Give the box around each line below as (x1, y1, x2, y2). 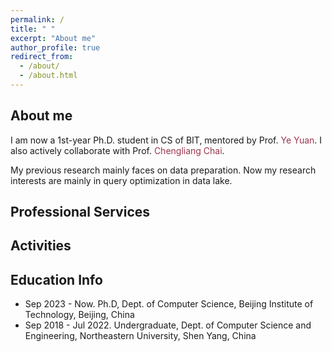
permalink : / (10, 14, 65, 25)
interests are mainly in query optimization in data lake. (10, 174, 233, 186)
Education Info (10, 271, 103, 288)
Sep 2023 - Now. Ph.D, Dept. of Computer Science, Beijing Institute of (24, 298, 314, 310)
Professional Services (10, 204, 151, 221)
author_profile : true (10, 42, 101, 53)
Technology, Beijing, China (24, 309, 135, 321)
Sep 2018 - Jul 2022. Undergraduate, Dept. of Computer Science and (24, 319, 312, 331)
